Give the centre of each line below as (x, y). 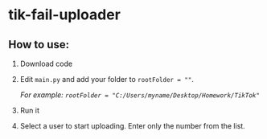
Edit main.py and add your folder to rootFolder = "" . (107, 79)
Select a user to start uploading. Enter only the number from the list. (132, 126)
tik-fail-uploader (64, 15)
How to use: (39, 45)
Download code (46, 63)
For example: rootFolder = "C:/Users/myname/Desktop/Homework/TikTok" (140, 95)
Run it (30, 110)
